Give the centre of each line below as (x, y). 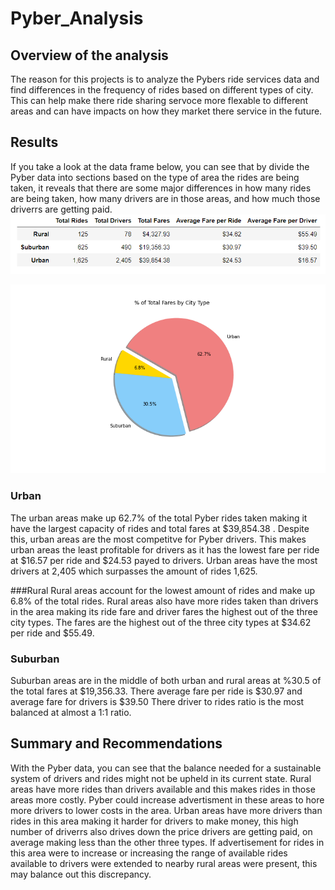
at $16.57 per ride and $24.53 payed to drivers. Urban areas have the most (164, 560)
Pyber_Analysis (77, 18)
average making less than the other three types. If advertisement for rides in (167, 842)
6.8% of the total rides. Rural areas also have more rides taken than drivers (164, 601)
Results (34, 142)
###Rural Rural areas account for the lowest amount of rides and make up (162, 590)
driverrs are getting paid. (61, 209)
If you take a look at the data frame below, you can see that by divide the (160, 166)
